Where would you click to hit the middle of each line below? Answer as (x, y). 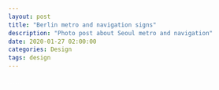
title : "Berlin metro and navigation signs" (82, 25)
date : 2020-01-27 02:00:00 (52, 41)
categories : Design (40, 50)
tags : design (30, 58)
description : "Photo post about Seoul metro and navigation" (111, 33)
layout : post (30, 16)
